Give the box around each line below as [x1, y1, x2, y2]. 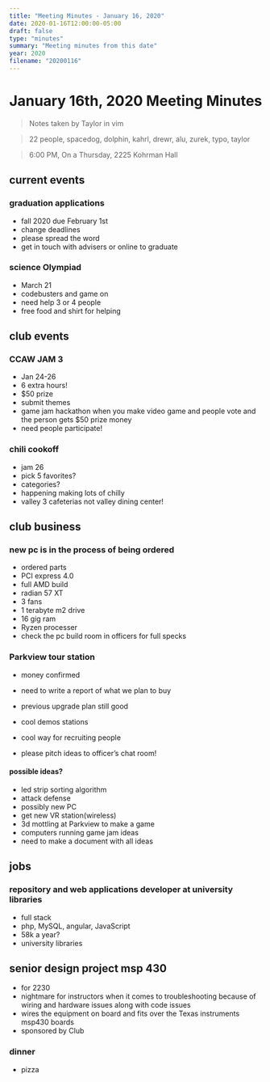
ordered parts [20, 563, 67, 573]
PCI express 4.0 [20, 571, 74, 581]
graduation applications [9, 197, 105, 209]
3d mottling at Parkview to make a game [20, 818, 156, 829]
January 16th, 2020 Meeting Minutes [9, 92, 263, 110]
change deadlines [20, 224, 81, 235]
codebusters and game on [20, 289, 109, 298]
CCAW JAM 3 [9, 353, 64, 365]
